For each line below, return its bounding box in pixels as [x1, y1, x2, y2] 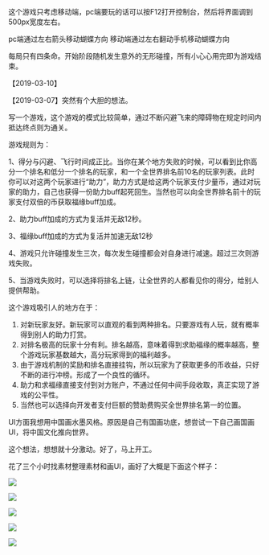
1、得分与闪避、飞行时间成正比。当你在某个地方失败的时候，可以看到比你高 [8, 157, 258, 166]
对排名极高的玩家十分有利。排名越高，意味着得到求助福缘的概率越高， [19, 340, 253, 349]
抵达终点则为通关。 [8, 123, 72, 132]
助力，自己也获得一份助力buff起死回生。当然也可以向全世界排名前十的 [22, 187, 255, 196]
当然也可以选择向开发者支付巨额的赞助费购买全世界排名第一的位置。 [19, 401, 246, 409]
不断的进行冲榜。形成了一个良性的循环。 [19, 370, 154, 380]
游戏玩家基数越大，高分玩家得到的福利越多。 [26, 350, 175, 360]
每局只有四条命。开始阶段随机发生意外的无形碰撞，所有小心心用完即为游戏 [8, 51, 255, 60]
